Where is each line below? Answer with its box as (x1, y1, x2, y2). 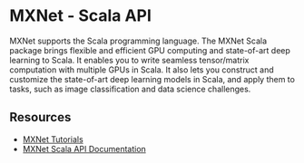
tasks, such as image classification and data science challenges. (9, 83, 251, 94)
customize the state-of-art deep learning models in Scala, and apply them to (9, 73, 295, 84)
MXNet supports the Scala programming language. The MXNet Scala (9, 35, 268, 46)
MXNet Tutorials (22, 133, 83, 145)
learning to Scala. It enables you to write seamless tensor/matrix (9, 54, 250, 65)
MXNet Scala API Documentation (22, 143, 147, 154)
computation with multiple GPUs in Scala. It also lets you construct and (9, 64, 274, 75)
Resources (9, 110, 72, 125)
